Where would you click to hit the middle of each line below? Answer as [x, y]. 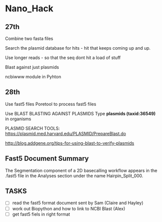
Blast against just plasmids [32, 67]
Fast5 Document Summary [47, 159]
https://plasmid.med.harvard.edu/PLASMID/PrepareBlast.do [66, 133]
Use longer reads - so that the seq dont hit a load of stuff [63, 58]
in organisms [18, 119]
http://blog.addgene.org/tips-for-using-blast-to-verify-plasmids [70, 143]
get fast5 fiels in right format [41, 214]
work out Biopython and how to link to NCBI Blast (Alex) [69, 208]
